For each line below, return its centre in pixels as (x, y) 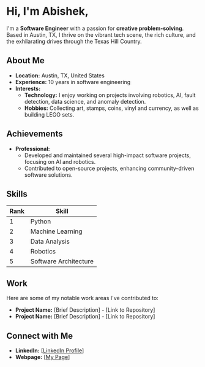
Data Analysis (50, 242)
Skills (17, 194)
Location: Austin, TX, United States (60, 75)
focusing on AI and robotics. (60, 161)
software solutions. (48, 175)
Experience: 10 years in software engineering (73, 82)
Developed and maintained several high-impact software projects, (108, 155)
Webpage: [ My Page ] (43, 357)
